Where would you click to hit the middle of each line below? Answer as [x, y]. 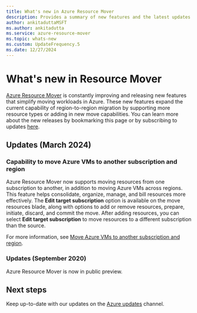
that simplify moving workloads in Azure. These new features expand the [95, 101]
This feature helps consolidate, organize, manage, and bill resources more [96, 194]
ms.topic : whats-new [31, 39]
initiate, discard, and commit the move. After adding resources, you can [93, 213]
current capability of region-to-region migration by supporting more [88, 108]
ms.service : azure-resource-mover [49, 34]
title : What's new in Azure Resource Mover [60, 11]
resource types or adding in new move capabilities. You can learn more [92, 114]
